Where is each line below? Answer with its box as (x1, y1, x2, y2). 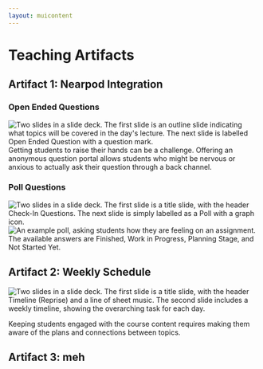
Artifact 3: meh (8, 351, 85, 363)
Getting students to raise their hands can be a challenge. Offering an (8, 145, 234, 155)
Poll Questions (8, 182, 66, 193)
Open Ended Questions (8, 101, 100, 112)
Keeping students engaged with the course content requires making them (8, 319, 250, 328)
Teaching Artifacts (8, 45, 135, 64)
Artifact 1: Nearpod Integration (8, 77, 163, 92)
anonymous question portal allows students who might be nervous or (8, 153, 236, 163)
